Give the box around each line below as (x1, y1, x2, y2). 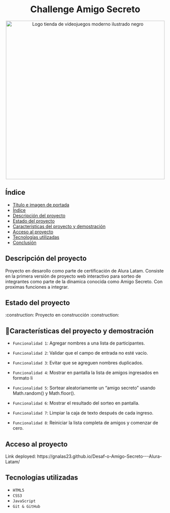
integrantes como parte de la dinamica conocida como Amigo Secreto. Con (5, 278, 163, 285)
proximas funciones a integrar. (5, 284, 69, 290)
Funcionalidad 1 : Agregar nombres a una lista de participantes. (12, 340, 146, 346)
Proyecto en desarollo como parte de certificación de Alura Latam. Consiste (5, 267, 164, 273)
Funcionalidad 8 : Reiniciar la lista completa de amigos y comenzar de (12, 420, 158, 426)
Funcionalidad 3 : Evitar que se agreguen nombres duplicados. (12, 360, 144, 366)
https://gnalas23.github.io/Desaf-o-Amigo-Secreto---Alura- (37, 453, 162, 459)
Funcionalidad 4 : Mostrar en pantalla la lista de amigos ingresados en (12, 369, 159, 376)
